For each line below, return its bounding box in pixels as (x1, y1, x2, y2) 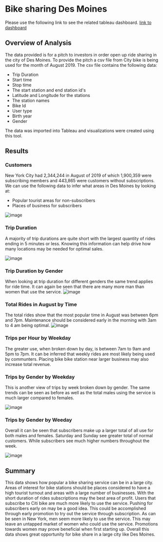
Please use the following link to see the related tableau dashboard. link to (5, 19, 152, 25)
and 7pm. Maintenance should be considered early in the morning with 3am (5, 317, 157, 323)
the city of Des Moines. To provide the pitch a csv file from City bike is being (5, 57, 159, 63)
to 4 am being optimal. (5, 323, 50, 329)
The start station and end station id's (12, 87, 86, 93)
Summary (5, 466, 36, 475)
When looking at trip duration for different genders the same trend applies (5, 279, 153, 285)
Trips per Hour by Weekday (5, 335, 71, 342)
